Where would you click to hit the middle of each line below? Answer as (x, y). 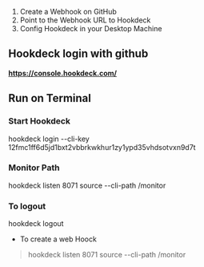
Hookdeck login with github (78, 54)
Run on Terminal (50, 98)
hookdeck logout (36, 224)
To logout (27, 206)
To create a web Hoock (58, 239)
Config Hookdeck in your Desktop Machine (91, 28)
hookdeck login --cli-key (49, 139)
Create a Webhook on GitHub (68, 12)
